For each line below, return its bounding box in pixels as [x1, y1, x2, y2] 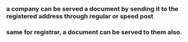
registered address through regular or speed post [6, 12, 154, 20]
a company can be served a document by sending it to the [6, 5, 179, 13]
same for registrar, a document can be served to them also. [6, 28, 183, 36]
